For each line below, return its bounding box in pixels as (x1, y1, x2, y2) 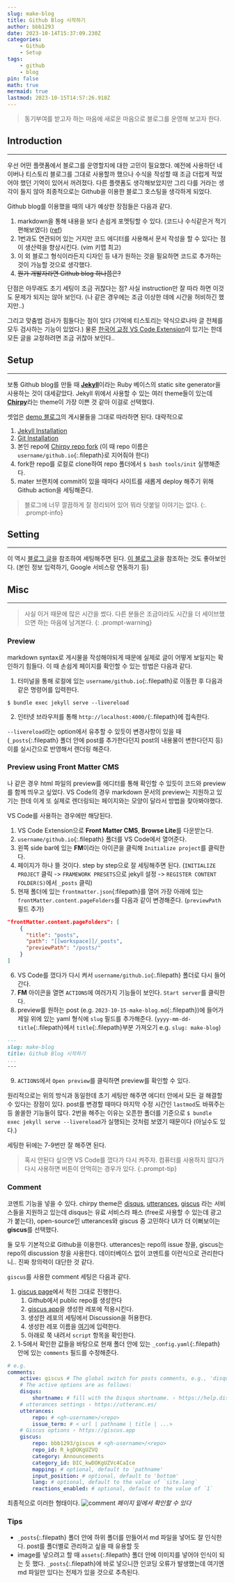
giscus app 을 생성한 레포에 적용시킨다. (27, 1305, 134, 1313)
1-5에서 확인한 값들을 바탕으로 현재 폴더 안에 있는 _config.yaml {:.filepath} (17, 1340, 221, 1348)
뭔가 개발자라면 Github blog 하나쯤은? (17, 269, 121, 278)
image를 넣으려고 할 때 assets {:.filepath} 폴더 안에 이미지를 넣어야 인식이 (17, 1551, 218, 1559)
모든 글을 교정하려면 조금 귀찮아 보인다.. (7, 333, 115, 342)
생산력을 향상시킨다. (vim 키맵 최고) (24, 243, 122, 251)
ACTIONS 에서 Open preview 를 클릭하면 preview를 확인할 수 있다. (17, 1077, 190, 1085)
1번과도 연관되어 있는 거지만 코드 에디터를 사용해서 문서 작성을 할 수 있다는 (17, 234, 219, 243)
